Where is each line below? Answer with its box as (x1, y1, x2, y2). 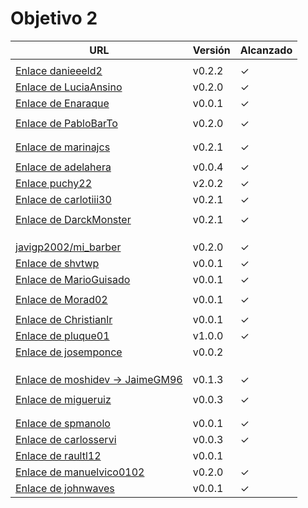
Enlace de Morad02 (15, 292, 108, 306)
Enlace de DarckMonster (15, 212, 132, 226)
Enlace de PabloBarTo (15, 116, 118, 130)
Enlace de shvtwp (15, 256, 100, 270)
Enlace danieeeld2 (15, 63, 103, 77)
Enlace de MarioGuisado (15, 272, 131, 286)
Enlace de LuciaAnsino (15, 80, 123, 94)
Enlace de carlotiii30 (15, 192, 112, 206)
